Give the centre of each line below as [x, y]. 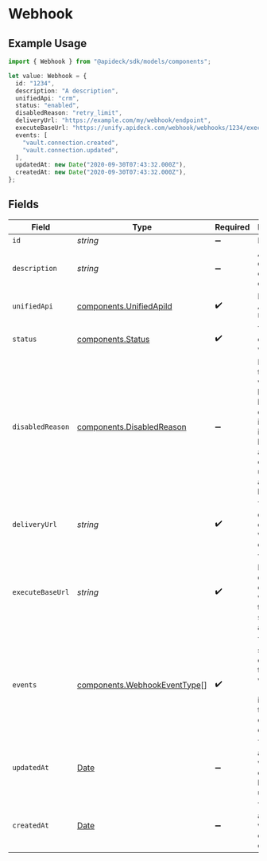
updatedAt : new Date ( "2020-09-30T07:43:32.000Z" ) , [101, 165]
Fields [24, 204]
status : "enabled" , [48, 106]
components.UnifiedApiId [124, 306]
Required [232, 226]
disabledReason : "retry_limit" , [69, 113]
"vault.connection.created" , [71, 143]
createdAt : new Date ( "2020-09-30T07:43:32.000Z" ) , [101, 172]
